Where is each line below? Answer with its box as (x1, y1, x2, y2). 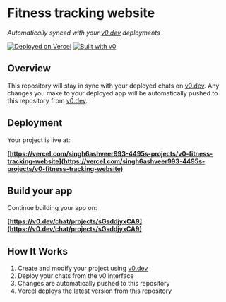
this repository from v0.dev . (7, 96, 88, 105)
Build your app (7, 185, 73, 197)
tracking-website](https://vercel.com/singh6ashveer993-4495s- (7, 157, 206, 165)
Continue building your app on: (7, 204, 97, 212)
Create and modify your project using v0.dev (17, 264, 148, 273)
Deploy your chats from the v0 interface (17, 272, 134, 280)
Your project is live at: (7, 136, 71, 144)
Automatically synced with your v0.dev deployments (7, 28, 160, 37)
